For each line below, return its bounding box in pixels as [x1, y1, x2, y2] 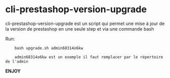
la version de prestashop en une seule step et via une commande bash [5, 25, 154, 32]
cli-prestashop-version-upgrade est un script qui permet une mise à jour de [5, 20, 165, 27]
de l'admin [5, 59, 29, 64]
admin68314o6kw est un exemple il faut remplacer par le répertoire [14, 55, 163, 60]
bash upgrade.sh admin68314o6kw [14, 45, 83, 50]
